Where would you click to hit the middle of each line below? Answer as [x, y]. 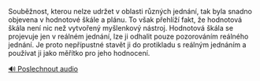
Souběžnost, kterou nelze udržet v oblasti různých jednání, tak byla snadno [130, 11]
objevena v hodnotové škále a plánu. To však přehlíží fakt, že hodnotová [125, 20]
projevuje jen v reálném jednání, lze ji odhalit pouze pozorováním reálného [128, 36]
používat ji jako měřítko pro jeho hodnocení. [79, 53]
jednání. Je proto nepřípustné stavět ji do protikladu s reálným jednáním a [127, 45]
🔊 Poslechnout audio [43, 69]
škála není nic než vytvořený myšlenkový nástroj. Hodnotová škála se [121, 28]
